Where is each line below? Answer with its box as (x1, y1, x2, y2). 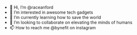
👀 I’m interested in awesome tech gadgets (9, 9, 93, 15)
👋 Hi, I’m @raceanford (9, 5, 54, 10)
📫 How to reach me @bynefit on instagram (9, 25, 96, 30)
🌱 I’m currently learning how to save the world (9, 15, 101, 20)
